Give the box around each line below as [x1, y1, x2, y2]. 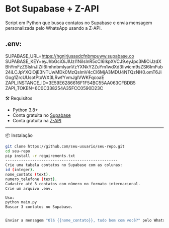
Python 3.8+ [12, 107, 39, 113]
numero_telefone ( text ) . [5, 177, 57, 182]
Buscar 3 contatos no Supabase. [5, 204, 73, 209]
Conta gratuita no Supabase [12, 112, 71, 118]
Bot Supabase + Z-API [5, 3, 99, 15]
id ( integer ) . [5, 167, 35, 173]
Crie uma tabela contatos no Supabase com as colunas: [5, 163, 123, 168]
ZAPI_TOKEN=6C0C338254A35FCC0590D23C [5, 85, 104, 91]
